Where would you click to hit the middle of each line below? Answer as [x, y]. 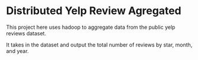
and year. [17, 51]
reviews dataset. [26, 33]
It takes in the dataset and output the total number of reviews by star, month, [99, 45]
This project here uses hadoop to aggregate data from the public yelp [91, 27]
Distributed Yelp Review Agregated [94, 11]
